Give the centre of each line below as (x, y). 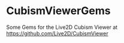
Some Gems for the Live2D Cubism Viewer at (62, 27)
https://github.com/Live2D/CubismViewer (58, 33)
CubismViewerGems (58, 11)
